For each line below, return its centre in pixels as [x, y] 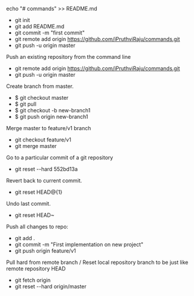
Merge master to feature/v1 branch [49, 128]
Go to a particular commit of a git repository [60, 158]
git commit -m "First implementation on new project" [79, 244]
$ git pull [26, 104]
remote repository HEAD [36, 269]
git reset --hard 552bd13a [46, 169]
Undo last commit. [28, 204]
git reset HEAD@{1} [39, 192]
